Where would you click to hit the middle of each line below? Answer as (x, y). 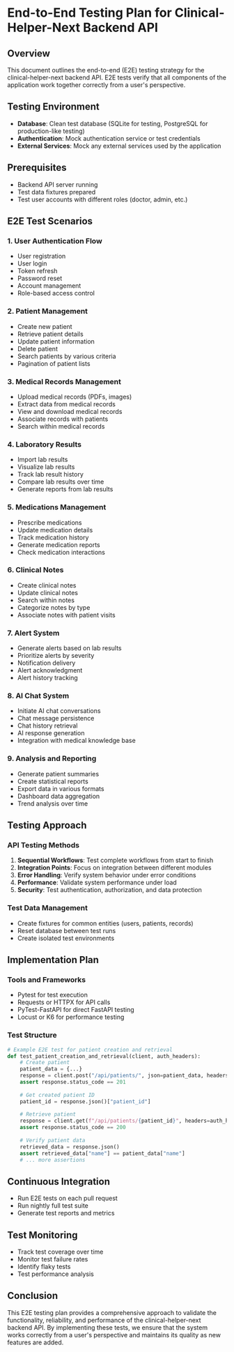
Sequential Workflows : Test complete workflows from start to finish (115, 860)
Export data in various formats (61, 788)
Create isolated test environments (66, 938)
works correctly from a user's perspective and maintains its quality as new (114, 1335)
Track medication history (53, 537)
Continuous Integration (58, 1182)
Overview (29, 53)
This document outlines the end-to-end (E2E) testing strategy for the (106, 70)
